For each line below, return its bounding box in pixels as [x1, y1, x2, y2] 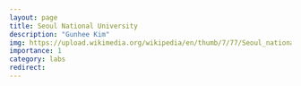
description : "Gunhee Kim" [9, 30, 110, 39]
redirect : [9, 64, 47, 73]
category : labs [9, 55, 66, 64]
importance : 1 [9, 47, 63, 56]
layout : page [9, 13, 58, 22]
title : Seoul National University [9, 21, 139, 30]
